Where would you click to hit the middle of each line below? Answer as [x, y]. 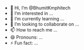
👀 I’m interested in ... [32, 13]
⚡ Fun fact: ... [24, 43]
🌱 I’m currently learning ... [37, 19]
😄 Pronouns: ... [26, 37]
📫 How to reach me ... [34, 30]
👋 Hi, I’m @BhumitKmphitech [40, 8]
